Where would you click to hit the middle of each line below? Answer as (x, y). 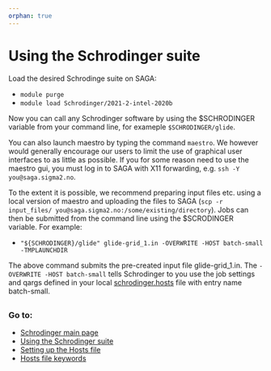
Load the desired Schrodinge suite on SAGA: (83, 78)
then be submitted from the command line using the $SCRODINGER (121, 218)
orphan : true (30, 16)
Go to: (21, 314)
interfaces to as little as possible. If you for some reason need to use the (129, 159)
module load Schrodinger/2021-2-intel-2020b (96, 103)
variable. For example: (45, 226)
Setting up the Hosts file (60, 350)
